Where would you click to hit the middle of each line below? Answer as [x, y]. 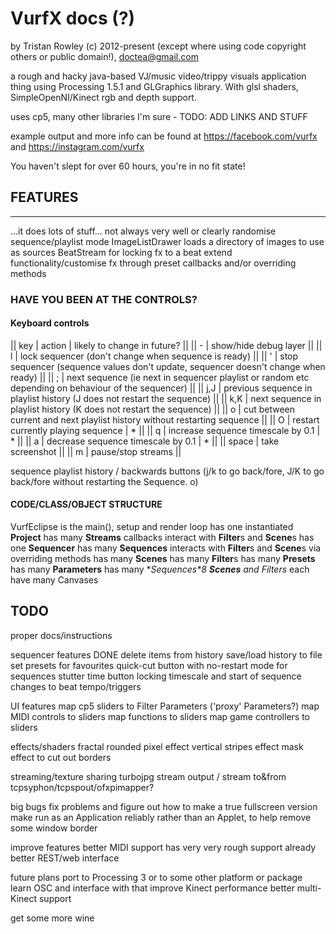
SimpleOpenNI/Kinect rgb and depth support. [103, 97]
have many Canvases [54, 580]
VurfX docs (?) [73, 18]
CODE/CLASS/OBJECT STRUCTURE [86, 504]
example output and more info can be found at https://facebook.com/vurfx [164, 136]
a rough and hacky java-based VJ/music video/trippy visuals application [158, 76]
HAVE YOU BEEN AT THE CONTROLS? [104, 299]
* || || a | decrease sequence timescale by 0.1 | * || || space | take [145, 441]
